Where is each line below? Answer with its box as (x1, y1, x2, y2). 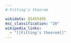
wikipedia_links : (5, 25, 42, 30)
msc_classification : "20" (5, 21, 59, 26)
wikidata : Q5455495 (5, 16, 46, 21)
